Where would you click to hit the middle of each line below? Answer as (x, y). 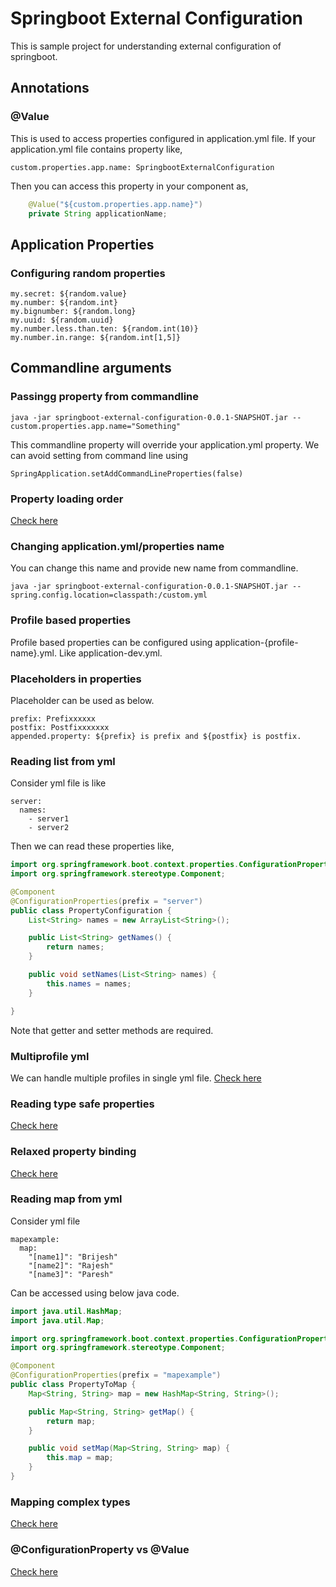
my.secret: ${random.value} (69, 294)
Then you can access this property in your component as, (129, 186)
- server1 (49, 819)
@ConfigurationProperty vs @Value (100, 1550)
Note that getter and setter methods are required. (112, 1030)
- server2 (49, 828)
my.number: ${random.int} (64, 303)
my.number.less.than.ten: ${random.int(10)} (104, 329)
